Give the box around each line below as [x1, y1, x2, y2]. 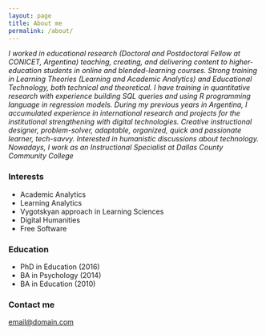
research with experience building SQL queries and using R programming [8, 92, 251, 101]
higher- [228, 57, 254, 67]
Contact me [8, 299, 55, 310]
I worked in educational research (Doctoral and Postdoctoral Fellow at [8, 49, 240, 59]
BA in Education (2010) [19, 279, 96, 288]
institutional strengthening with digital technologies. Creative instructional [8, 117, 252, 127]
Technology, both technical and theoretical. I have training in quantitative [8, 83, 251, 92]
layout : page [8, 11, 52, 20]
